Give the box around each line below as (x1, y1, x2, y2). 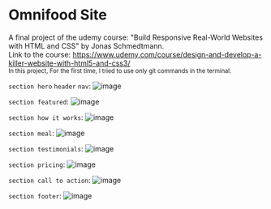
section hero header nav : (8, 81, 92, 91)
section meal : (8, 128, 54, 138)
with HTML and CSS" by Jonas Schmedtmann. (8, 41, 165, 50)
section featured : (8, 96, 69, 106)
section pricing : (8, 160, 66, 169)
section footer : (8, 190, 62, 200)
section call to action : (8, 175, 91, 185)
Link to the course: (8, 49, 71, 59)
